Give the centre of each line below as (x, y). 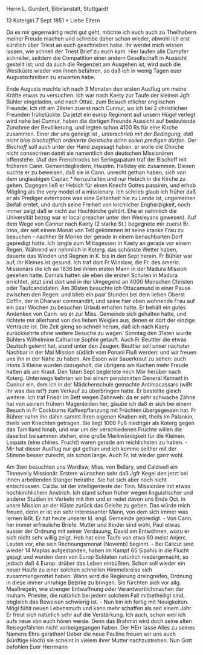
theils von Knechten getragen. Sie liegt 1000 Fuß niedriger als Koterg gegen (100, 423)
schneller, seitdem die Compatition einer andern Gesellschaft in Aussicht (97, 58)
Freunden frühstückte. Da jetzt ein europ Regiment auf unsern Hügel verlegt (101, 115)
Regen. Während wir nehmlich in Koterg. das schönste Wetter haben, (92, 249)
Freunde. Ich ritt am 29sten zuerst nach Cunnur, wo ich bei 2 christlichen (97, 108)
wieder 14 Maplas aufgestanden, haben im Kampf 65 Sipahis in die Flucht (98, 550)
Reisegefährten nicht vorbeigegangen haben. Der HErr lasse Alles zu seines (101, 627)
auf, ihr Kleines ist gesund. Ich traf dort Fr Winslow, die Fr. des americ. (94, 262)
